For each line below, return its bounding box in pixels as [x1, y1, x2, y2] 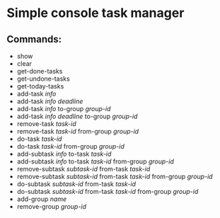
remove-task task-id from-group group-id [16, 127, 139, 135]
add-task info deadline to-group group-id [16, 112, 138, 120]
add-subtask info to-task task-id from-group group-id [16, 157, 174, 166]
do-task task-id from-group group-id [16, 142, 125, 150]
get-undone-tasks [16, 74, 70, 83]
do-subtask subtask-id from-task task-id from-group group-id [16, 188, 199, 195]
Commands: [6, 33, 62, 45]
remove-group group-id [16, 202, 86, 210]
